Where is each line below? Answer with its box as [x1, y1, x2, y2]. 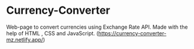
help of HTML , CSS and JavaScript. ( [6, 29, 99, 36]
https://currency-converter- [98, 29, 166, 36]
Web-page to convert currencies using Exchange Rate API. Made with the [6, 23, 188, 30]
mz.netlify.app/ [6, 36, 44, 43]
